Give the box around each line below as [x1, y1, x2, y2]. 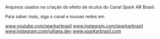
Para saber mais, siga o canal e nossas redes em [5, 14, 105, 19]
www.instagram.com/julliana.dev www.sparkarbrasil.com [5, 28, 121, 34]
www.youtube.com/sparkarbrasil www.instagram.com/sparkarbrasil [5, 23, 143, 29]
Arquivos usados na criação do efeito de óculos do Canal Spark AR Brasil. [5, 4, 156, 10]
